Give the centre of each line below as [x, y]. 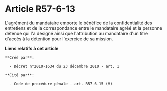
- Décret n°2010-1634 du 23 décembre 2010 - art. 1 [65, 66]
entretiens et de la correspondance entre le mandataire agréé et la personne [83, 28]
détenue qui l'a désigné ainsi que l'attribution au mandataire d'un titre [77, 33]
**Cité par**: [20, 75]
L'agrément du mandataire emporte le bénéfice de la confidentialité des [79, 23]
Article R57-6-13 [40, 9]
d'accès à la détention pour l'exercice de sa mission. [59, 39]
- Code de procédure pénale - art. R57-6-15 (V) [61, 84]
